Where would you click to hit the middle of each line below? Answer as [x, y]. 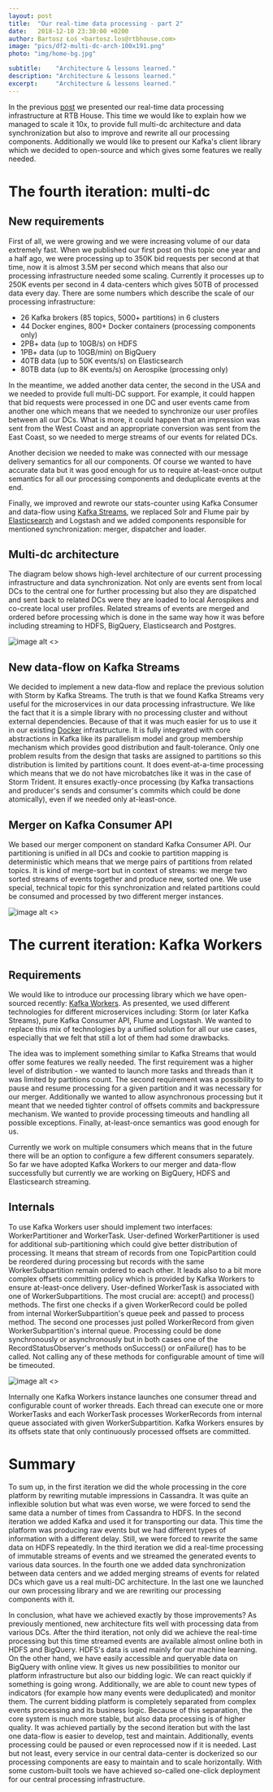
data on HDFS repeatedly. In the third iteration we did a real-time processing [136, 1547]
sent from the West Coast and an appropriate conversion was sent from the [135, 428]
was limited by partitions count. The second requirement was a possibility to [136, 1080]
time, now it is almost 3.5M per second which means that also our [118, 267]
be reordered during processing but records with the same [106, 1261]
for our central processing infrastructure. [77, 1779]
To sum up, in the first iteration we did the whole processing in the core [128, 1487]
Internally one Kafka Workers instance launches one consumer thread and [133, 1396]
